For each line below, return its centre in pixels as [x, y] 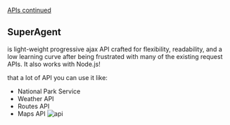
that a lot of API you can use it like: [57, 77]
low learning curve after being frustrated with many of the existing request [115, 56]
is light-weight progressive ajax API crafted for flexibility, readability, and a [115, 49]
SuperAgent [34, 32]
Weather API [36, 98]
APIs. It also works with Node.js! [54, 64]
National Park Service [49, 91]
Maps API [31, 113]
